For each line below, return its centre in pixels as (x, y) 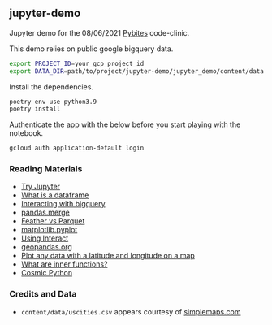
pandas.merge (45, 212)
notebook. (26, 133)
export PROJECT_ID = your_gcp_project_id (77, 63)
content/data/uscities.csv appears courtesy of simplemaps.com (131, 311)
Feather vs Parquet (53, 221)
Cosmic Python (46, 273)
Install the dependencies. (52, 87)
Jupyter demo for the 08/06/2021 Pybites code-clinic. (99, 32)
